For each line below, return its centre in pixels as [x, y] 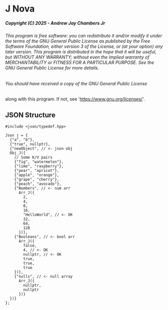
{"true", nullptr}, [30, 144]
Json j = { [17, 136]
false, [30, 246]
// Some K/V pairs [33, 158]
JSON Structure [30, 115]
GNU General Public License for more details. [52, 68]
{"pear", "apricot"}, [37, 171]
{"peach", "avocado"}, [38, 184]
